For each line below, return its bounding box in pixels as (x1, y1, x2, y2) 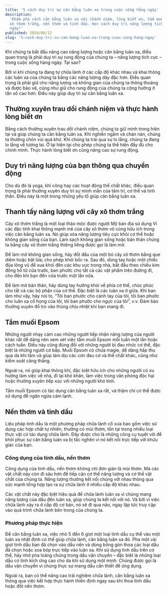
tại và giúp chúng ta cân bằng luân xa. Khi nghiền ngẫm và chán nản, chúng (5, 131, 161, 137)
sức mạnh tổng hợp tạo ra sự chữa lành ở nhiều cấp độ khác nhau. (5, 482, 141, 488)
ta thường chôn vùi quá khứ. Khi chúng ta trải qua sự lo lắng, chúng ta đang (5, 136, 160, 142)
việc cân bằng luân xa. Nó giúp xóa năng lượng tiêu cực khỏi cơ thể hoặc (5, 231, 155, 237)
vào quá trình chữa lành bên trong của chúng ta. (5, 507, 104, 513)
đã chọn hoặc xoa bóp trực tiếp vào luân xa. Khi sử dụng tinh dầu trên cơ (5, 547, 155, 553)
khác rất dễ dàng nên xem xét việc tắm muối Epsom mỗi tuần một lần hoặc (5, 337, 158, 343)
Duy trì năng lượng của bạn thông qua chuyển (5, 162, 150, 170)
